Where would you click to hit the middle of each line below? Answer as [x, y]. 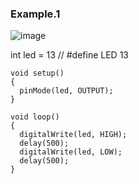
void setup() [37, 73]
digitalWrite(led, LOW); [71, 152]
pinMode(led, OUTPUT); [66, 91]
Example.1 [35, 14]
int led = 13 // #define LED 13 [70, 55]
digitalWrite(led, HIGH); [73, 135]
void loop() [35, 117]
